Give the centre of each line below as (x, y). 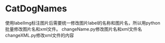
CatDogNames (36, 9)
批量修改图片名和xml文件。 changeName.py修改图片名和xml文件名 (74, 29)
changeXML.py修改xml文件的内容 (40, 35)
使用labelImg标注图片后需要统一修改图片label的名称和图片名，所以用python (83, 23)
